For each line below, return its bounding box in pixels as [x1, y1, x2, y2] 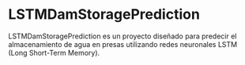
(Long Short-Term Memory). [8, 48, 100, 57]
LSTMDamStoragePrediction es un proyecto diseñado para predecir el [8, 31, 237, 41]
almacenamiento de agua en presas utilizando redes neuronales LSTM [8, 39, 238, 49]
